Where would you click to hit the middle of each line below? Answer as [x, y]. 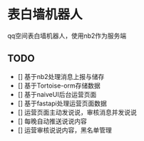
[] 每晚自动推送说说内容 [52, 121]
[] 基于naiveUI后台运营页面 [57, 94]
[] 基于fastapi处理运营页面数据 [62, 103]
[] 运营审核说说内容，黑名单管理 [65, 130]
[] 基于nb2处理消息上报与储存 [61, 76]
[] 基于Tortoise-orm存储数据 [59, 85]
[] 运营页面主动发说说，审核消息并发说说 [77, 112]
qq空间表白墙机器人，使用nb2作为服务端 [67, 36]
